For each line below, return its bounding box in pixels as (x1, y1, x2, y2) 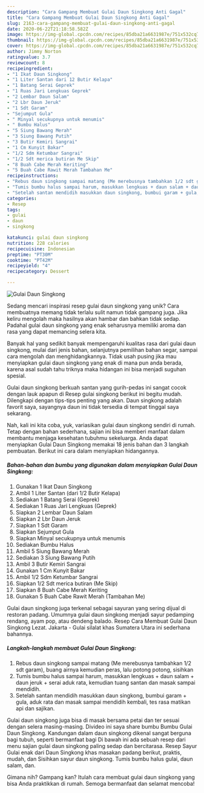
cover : (7, 43, 24, 49)
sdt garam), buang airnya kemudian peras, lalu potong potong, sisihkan (15, 666, 194, 673)
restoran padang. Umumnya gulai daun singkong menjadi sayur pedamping (7, 611, 194, 618)
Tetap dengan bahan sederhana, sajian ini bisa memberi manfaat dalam (7, 428, 185, 435)
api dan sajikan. (15, 704, 55, 712)
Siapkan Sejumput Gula (15, 528, 74, 535)
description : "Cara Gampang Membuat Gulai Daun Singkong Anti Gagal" (7, 9, 186, 15)
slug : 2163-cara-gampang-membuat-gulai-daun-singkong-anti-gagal (7, 20, 175, 26)
